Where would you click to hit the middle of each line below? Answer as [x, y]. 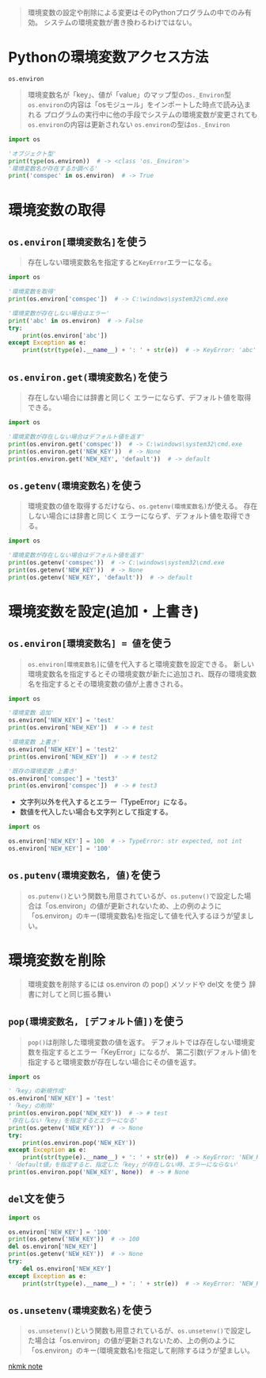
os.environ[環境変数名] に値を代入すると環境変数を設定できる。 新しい [141, 664]
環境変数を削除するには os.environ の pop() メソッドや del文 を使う [137, 984]
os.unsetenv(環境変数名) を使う [80, 1310]
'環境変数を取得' [32, 292]
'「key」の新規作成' [38, 1091]
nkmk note [26, 1366]
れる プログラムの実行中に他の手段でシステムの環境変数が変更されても [142, 114]
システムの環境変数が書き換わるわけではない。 [120, 22]
